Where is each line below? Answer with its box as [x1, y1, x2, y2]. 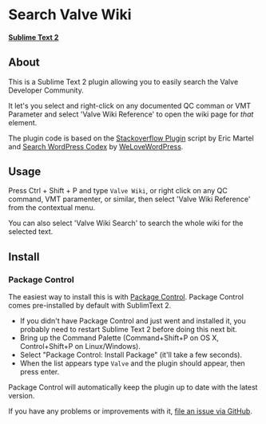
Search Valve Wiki [8, 6, 132, 24]
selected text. [8, 227, 54, 236]
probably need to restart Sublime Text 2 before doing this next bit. [19, 325, 237, 335]
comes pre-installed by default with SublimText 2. [8, 301, 172, 311]
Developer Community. [8, 85, 84, 95]
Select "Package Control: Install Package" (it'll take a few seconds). [19, 350, 242, 360]
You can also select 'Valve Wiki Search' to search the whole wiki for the [8, 218, 244, 228]
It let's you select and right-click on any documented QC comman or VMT [8, 101, 252, 110]
